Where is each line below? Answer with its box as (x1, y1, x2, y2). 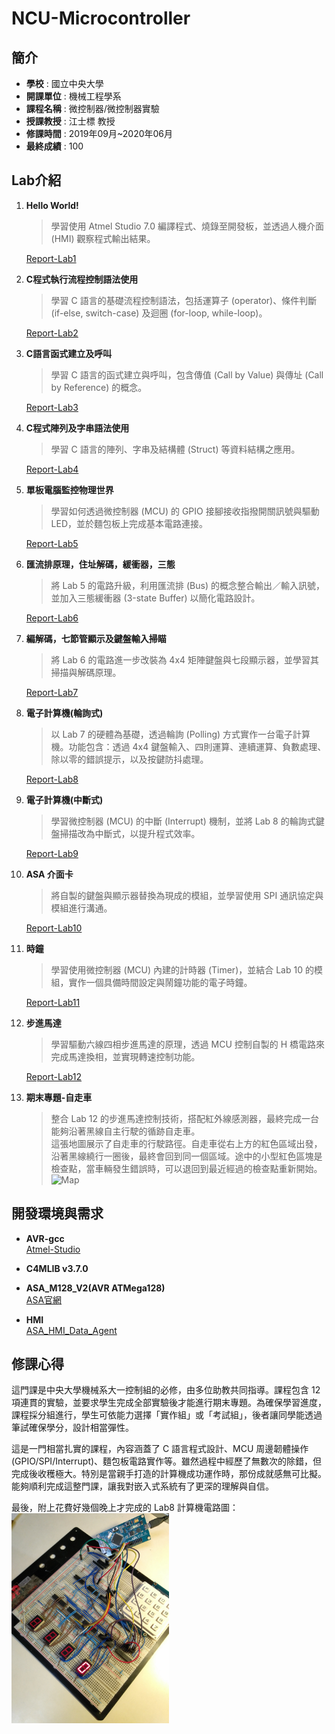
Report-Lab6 (25, 612, 79, 624)
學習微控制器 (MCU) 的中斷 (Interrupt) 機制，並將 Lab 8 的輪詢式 (50, 815, 316, 827)
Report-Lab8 (25, 773, 79, 785)
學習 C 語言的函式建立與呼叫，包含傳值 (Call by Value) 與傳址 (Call (50, 368, 324, 381)
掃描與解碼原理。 (50, 666, 122, 678)
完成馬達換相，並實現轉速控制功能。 (50, 1050, 201, 1062)
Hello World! (25, 199, 79, 211)
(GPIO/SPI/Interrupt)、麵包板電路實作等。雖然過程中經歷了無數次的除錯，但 (11, 1455, 323, 1467)
